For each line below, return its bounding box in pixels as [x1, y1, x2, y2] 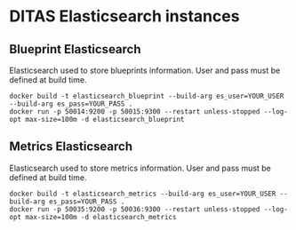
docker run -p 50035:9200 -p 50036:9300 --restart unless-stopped [9, 204, 260, 214]
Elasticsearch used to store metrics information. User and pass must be [9, 163, 271, 173]
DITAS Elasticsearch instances [9, 6, 240, 27]
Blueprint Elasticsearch [9, 42, 141, 57]
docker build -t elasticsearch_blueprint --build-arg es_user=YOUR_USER [9, 91, 284, 100]
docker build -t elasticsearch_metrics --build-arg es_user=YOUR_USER [9, 189, 276, 198]
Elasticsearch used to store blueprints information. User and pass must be [9, 65, 281, 75]
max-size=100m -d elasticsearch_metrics [25, 212, 177, 221]
